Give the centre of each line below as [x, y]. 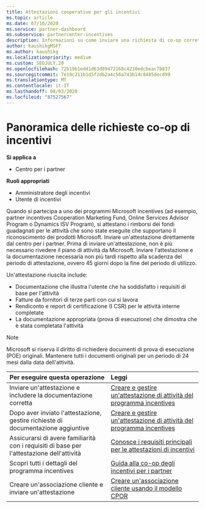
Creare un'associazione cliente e [56, 484]
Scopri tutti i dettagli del [44, 463]
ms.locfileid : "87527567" [39, 97]
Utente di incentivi [38, 199]
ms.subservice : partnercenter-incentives [60, 35]
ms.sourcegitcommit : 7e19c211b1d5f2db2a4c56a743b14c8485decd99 [88, 74]
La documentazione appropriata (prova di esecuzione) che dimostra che [106, 319]
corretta [21, 402]
